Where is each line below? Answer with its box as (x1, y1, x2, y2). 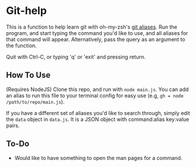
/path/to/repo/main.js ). (6, 98, 65, 105)
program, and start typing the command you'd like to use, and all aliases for (6, 29, 188, 36)
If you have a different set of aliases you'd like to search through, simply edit (6, 109, 190, 116)
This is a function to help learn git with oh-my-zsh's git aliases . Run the (6, 23, 177, 30)
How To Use (6, 70, 51, 80)
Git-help (6, 4, 47, 18)
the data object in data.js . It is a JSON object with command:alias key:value (6, 116, 190, 123)
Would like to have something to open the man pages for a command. (14, 154, 183, 161)
